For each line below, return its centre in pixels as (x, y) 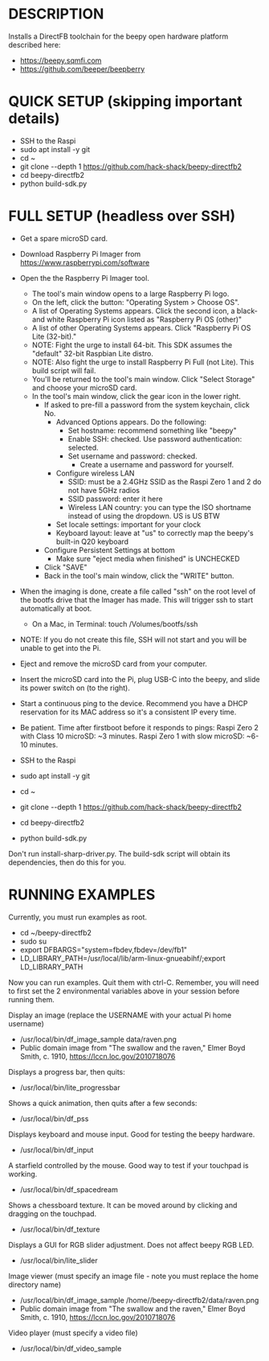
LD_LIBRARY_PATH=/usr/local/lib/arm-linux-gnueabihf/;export (123, 958)
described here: (35, 44)
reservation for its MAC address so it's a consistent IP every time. (128, 712)
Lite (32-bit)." (54, 336)
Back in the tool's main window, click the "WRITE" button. (139, 575)
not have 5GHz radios (104, 490)
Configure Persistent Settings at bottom (109, 550)
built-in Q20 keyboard (92, 541)
